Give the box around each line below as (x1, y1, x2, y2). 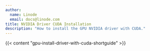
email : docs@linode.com (10, 17, 60, 22)
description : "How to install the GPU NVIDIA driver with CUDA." (5, 26, 145, 31)
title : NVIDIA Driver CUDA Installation (5, 21, 92, 27)
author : (5, 7, 22, 13)
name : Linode (10, 12, 37, 17)
